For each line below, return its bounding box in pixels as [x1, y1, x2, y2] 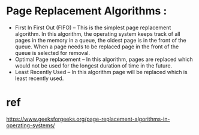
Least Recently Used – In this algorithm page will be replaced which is [14, 68, 188, 75]
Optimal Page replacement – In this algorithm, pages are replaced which [14, 56, 193, 63]
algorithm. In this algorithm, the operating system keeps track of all [14, 30, 181, 37]
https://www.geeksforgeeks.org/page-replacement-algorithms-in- [6, 115, 170, 122]
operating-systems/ [6, 121, 55, 129]
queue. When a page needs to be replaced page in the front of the [14, 43, 179, 50]
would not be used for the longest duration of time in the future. [14, 62, 173, 69]
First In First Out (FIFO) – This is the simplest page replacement [14, 24, 171, 31]
